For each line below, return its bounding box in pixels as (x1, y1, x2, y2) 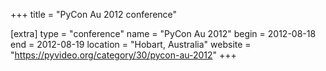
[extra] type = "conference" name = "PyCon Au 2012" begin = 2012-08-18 (10, 28, 317, 39)
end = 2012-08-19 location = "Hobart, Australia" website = (10, 39, 252, 50)
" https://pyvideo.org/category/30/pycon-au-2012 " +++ (10, 49, 237, 61)
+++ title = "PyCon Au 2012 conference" (10, 9, 178, 20)
